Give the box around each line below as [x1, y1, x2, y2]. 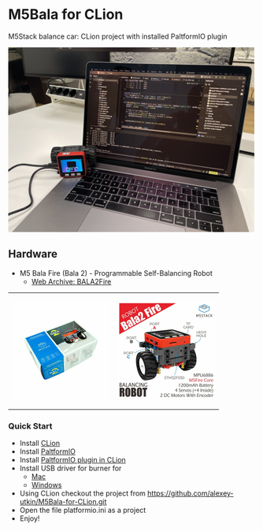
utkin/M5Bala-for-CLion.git [19, 497, 107, 507]
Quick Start [8, 420, 53, 431]
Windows [31, 481, 62, 490]
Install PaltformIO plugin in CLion [19, 455, 126, 465]
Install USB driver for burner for [19, 463, 122, 473]
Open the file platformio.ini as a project [19, 506, 146, 515]
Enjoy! [19, 514, 40, 523]
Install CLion [19, 439, 61, 448]
